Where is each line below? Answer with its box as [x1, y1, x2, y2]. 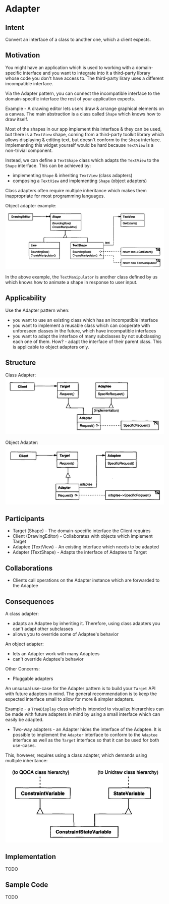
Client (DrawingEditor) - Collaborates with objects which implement [12, 533, 153, 539]
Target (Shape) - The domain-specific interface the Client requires [12, 528, 151, 534]
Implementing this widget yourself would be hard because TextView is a [5, 142, 154, 148]
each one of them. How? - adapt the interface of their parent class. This [12, 338, 162, 345]
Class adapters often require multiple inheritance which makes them [5, 187, 147, 193]
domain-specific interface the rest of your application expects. [5, 95, 135, 101]
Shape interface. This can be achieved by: [5, 162, 91, 168]
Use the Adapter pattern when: [5, 307, 70, 313]
